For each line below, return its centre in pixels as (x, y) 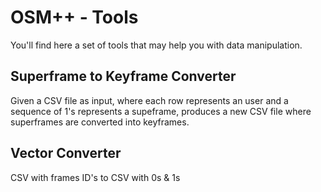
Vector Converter (66, 153)
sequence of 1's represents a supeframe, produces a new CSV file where (161, 111)
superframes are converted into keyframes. (100, 122)
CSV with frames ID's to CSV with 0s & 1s (95, 177)
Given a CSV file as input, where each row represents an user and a (149, 100)
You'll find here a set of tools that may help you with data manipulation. (156, 45)
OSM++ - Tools (74, 17)
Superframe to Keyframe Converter (123, 76)
